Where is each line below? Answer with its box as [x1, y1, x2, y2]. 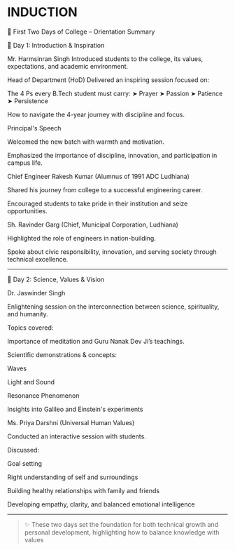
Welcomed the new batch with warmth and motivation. [7, 137, 164, 146]
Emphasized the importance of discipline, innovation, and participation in [7, 151, 218, 159]
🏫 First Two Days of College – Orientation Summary [7, 27, 155, 36]
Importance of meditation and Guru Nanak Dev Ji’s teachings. [7, 337, 185, 345]
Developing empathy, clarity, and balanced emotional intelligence [7, 499, 195, 509]
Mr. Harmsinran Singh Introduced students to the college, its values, [7, 54, 204, 63]
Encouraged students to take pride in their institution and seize [7, 199, 188, 208]
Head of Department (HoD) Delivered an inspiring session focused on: [7, 75, 210, 84]
